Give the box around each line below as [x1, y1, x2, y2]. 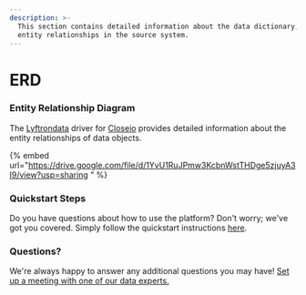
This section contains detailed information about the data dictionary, [17, 22, 300, 31]
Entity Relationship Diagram [9, 102, 136, 115]
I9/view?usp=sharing [9, 169, 88, 180]
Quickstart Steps [9, 192, 87, 205]
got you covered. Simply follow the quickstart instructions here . [9, 222, 248, 233]
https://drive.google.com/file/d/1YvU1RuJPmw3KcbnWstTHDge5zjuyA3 [27, 159, 296, 170]
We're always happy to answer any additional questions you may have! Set [9, 266, 290, 277]
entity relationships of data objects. [9, 132, 142, 143]
